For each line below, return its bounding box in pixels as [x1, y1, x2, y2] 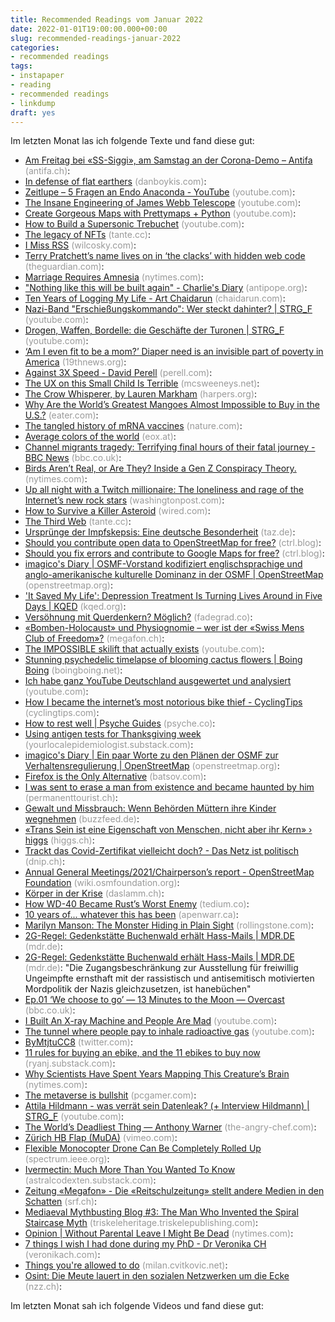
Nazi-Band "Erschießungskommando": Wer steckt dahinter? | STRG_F [24, 303, 313, 315]
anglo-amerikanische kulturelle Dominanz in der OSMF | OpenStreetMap [24, 569, 324, 581]
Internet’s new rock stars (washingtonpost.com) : [24, 494, 225, 506]
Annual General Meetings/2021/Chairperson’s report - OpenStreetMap [24, 866, 315, 878]
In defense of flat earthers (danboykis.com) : [24, 176, 207, 188]
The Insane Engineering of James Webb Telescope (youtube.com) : [24, 197, 302, 209]
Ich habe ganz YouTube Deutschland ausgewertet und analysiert [24, 675, 292, 687]
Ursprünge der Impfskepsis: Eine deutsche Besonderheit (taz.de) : [24, 526, 296, 538]
